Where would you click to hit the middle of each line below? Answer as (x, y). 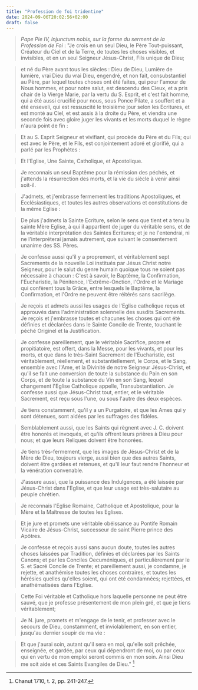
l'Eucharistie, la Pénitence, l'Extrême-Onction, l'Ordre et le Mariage (102, 282)
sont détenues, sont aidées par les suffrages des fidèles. (90, 417)
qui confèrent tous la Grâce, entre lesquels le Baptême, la (90, 288)
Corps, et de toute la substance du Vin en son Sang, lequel (92, 380)
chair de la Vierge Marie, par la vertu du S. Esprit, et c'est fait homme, (105, 94)
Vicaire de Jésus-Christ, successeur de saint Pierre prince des (97, 530)
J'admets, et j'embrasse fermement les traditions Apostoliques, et (100, 197)
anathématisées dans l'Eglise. (57, 585)
